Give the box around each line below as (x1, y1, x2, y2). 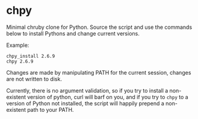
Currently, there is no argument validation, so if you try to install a (6, 87, 169, 94)
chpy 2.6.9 (6, 58, 34, 64)
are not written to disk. (6, 75, 62, 82)
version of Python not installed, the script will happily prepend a (6, 100, 164, 107)
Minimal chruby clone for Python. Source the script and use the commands (6, 23, 193, 31)
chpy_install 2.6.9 (6, 53, 55, 59)
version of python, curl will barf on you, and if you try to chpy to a (26, 93, 188, 100)
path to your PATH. (26, 106, 74, 113)
